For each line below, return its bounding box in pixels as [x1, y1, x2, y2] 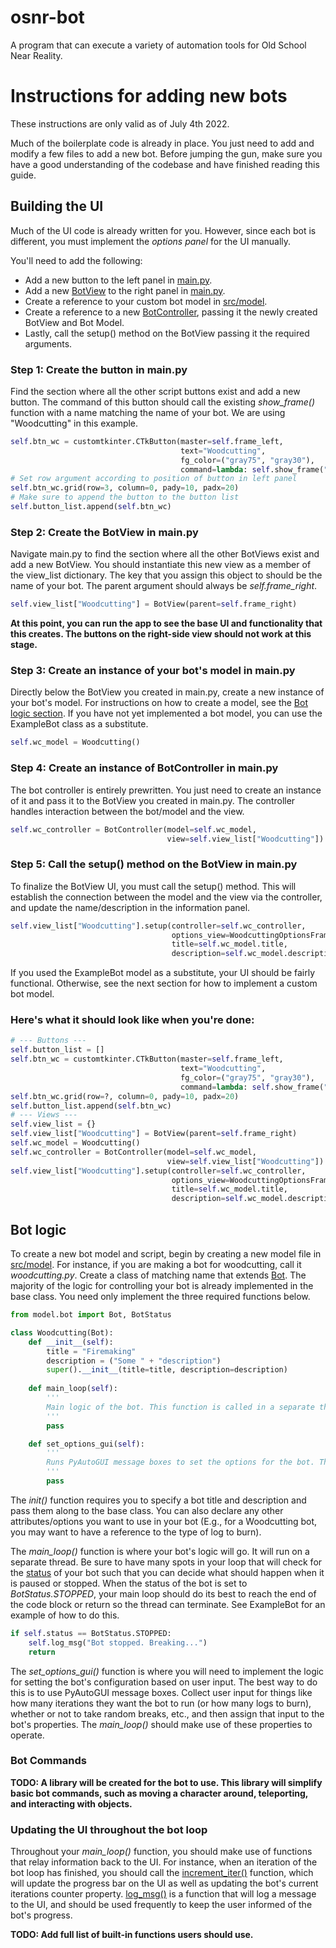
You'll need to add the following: [10, 254, 143, 266]
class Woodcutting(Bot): [10, 1327, 114, 1338]
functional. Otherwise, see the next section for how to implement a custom [10, 977, 318, 990]
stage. [10, 639, 38, 651]
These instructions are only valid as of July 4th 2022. [10, 117, 230, 130]
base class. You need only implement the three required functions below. [10, 1291, 311, 1303]
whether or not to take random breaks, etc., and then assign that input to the [10, 1707, 325, 1720]
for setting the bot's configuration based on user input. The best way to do [10, 1676, 318, 1688]
